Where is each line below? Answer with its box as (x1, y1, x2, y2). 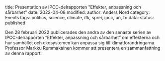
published (5, 20, 26, 26)
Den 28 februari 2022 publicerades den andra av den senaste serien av (5, 30, 152, 35)
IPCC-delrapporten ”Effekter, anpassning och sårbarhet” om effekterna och (5, 34, 160, 40)
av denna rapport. (5, 50, 42, 56)
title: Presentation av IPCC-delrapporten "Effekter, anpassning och (5, 4, 142, 10)
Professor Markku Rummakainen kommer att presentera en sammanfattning (5, 45, 161, 51)
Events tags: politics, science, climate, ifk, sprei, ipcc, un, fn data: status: (5, 15, 154, 20)
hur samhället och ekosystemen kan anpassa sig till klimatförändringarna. (5, 40, 156, 46)
